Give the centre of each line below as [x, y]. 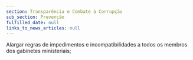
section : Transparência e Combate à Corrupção [64, 11]
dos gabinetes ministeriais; [39, 51]
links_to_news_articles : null [43, 28]
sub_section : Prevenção [35, 17]
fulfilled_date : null [33, 22]
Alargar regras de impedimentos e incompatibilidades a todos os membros [97, 45]
